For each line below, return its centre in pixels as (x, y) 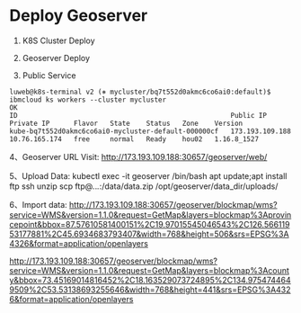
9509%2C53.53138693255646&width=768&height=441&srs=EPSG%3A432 (150, 290)
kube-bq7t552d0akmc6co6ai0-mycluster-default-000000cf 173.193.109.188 (150, 131)
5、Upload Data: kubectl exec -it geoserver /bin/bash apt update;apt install (148, 175)
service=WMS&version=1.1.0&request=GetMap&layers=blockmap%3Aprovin (150, 215)
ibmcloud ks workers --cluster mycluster (88, 100)
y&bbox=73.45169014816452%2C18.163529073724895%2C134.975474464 (150, 280)
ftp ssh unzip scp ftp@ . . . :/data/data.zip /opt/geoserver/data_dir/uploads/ (144, 186)
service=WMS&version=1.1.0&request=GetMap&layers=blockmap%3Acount (150, 270)
